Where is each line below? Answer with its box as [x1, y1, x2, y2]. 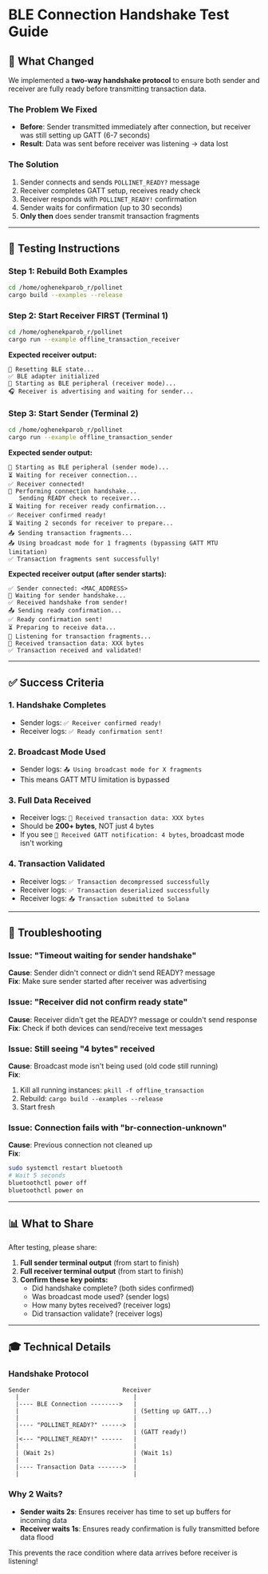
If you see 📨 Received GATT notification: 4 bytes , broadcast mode [19, 830, 245, 839]
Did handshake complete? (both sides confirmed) [31, 1283, 195, 1293]
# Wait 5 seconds [8, 1172, 66, 1180]
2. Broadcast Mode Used [8, 746, 106, 757]
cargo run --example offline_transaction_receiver [8, 335, 180, 344]
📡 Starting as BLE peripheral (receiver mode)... [8, 379, 177, 388]
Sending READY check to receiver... [18, 494, 141, 502]
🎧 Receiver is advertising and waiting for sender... [8, 387, 194, 396]
